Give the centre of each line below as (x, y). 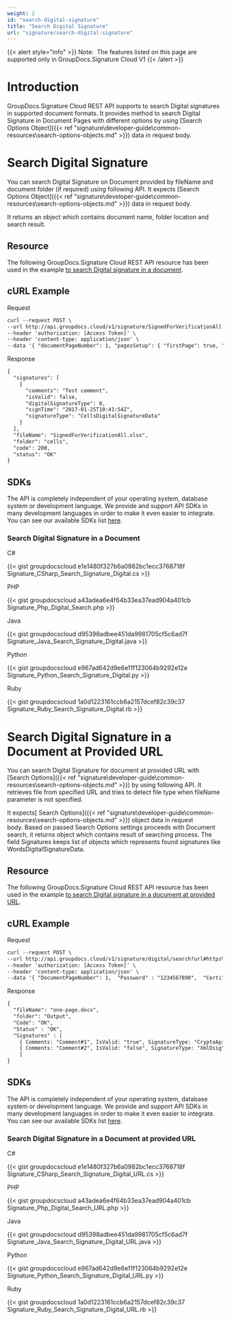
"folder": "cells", (41, 442)
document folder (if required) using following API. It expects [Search (103, 189)
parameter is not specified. (45, 800)
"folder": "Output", (42, 1017)
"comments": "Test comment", (67, 391)
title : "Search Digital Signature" (58, 26)
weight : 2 (21, 13)
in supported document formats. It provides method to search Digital (104, 113)
